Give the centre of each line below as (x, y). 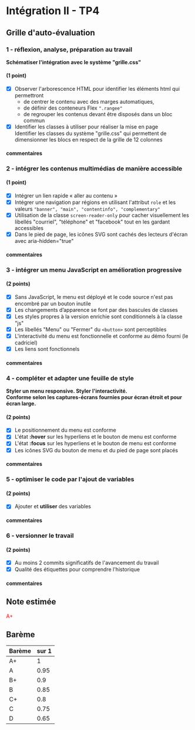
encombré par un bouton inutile (53, 303)
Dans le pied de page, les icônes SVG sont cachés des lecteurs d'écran (101, 235)
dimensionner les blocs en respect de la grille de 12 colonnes (88, 140)
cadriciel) (26, 343)
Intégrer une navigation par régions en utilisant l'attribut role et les (95, 202)
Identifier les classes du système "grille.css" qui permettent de (90, 133)
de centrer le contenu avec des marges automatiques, (89, 102)
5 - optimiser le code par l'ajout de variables (70, 479)
